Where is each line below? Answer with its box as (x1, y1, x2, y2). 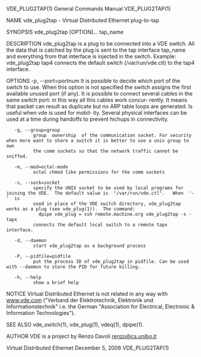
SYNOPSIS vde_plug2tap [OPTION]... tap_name (6, 28, 124, 35)
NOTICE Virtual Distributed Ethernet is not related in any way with (6, 290, 168, 297)
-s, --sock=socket (14, 180, 61, 186)
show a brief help (32, 279, 79, 285)
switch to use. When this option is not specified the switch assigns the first (6, 84, 191, 91)
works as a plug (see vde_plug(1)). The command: (6, 206, 136, 212)
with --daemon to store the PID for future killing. (6, 264, 141, 270)
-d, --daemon (14, 237, 47, 243)
